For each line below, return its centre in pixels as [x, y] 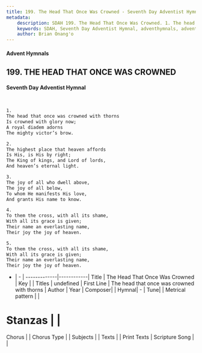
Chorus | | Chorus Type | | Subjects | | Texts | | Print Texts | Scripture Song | [100, 337]
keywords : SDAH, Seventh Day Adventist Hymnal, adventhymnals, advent [107, 29]
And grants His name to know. [44, 199]
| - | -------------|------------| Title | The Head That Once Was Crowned [105, 277]
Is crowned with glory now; [41, 122]
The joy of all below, [35, 188]
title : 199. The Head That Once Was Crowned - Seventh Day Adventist [95, 12]
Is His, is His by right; [38, 155]
